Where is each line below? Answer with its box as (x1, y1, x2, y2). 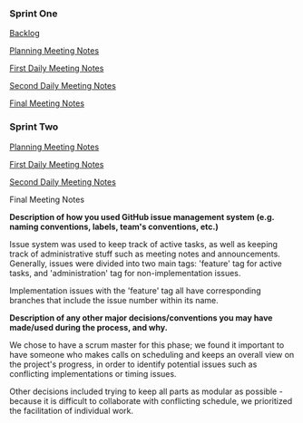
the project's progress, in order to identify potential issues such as (9, 359, 258, 370)
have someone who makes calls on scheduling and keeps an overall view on (9, 349, 295, 360)
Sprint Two (9, 120, 59, 133)
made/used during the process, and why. (9, 322, 168, 332)
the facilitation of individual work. (9, 405, 134, 416)
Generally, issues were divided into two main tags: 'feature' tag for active (9, 257, 283, 269)
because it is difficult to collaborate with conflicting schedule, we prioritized (9, 395, 293, 406)
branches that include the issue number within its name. (9, 294, 220, 305)
